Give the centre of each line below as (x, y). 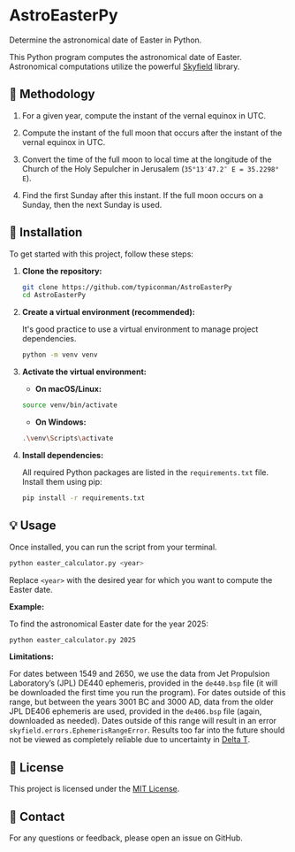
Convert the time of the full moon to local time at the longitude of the (147, 159)
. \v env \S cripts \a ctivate (68, 439)
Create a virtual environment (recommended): (109, 312)
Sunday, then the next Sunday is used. (92, 204)
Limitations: (32, 656)
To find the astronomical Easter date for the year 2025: (109, 624)
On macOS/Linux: (68, 389)
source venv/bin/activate (69, 405)
